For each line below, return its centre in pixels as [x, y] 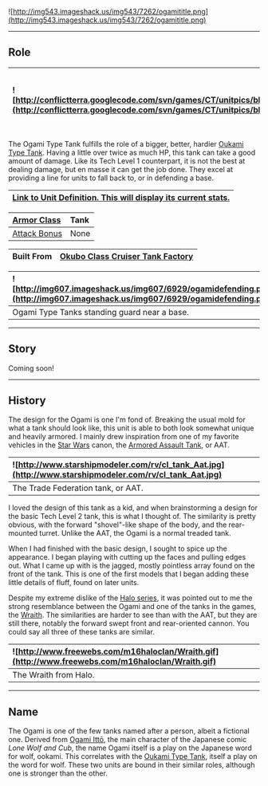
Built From [32, 256]
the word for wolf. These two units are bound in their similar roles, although [132, 765]
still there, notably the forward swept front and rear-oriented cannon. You [129, 623]
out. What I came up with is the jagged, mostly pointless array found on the [132, 566]
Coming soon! [31, 368]
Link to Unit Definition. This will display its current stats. [121, 197]
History [27, 401]
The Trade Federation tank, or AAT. [78, 488]
